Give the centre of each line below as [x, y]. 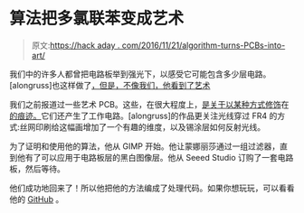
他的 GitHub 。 [37, 199]
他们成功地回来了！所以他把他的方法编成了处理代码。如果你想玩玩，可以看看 [152, 188]
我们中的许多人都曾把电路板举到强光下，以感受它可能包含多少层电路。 [140, 74]
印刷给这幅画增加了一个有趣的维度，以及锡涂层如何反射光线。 [151, 126]
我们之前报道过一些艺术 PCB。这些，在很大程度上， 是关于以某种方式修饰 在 [149, 104]
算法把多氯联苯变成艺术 [97, 19]
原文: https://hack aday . [76, 45]
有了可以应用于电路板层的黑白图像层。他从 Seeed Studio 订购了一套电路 [159, 157]
